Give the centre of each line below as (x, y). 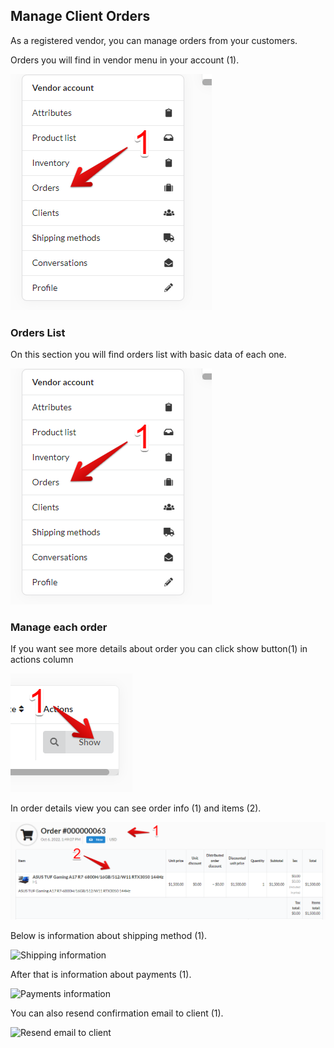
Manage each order (59, 627)
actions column (42, 660)
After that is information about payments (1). (101, 975)
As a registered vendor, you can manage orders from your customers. (154, 40)
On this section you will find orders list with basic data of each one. (148, 355)
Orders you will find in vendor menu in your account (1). (125, 60)
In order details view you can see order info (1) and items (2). (136, 808)
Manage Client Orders (80, 16)
